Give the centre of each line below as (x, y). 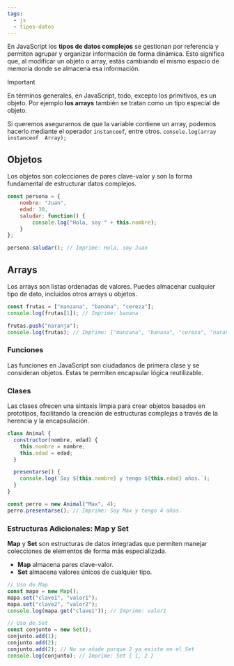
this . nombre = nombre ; (53, 446)
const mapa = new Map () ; (43, 591)
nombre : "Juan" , (44, 203)
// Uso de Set (28, 623)
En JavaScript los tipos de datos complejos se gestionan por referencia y (113, 47)
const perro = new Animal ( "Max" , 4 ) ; (62, 504)
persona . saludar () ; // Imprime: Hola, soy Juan (78, 248)
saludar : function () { (53, 216)
